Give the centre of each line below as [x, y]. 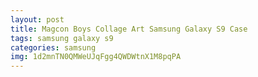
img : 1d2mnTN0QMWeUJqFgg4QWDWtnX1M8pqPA [96, 57]
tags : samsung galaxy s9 [62, 38]
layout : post [37, 19]
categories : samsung [53, 47]
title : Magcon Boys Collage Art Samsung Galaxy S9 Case [129, 29]
